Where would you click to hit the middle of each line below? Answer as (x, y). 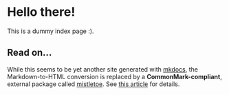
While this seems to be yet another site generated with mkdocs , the (102, 69)
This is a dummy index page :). (51, 31)
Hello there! (41, 12)
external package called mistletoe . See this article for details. (94, 84)
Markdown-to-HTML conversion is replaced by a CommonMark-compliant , (115, 76)
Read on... (30, 53)
